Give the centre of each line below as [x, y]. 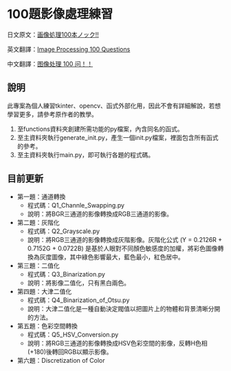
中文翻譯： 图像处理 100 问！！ [50, 63]
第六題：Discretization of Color [61, 360]
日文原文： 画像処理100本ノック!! [53, 34]
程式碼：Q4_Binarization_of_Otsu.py [78, 300]
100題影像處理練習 [60, 14]
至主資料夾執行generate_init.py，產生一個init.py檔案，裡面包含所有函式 [118, 137]
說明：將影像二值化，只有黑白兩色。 [79, 283]
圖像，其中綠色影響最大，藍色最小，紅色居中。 [118, 257]
